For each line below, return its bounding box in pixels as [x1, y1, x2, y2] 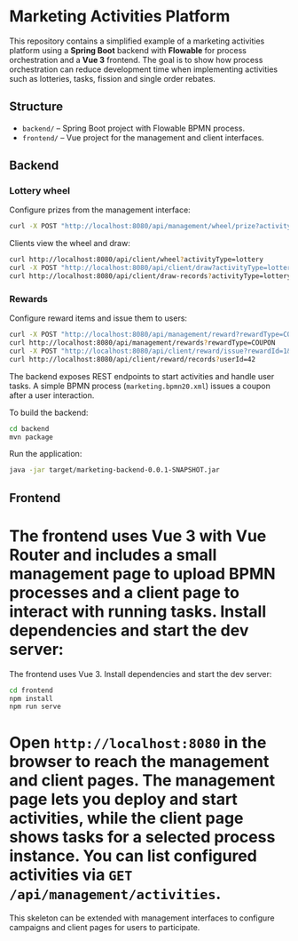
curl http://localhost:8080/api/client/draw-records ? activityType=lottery [9, 272, 292, 281]
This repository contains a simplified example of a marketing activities [9, 36, 265, 46]
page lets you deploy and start [9, 789, 238, 809]
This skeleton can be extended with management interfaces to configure [9, 913, 275, 923]
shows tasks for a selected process [9, 826, 276, 847]
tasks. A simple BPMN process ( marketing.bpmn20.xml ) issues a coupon [9, 380, 271, 391]
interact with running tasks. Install [9, 602, 267, 621]
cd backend [9, 424, 50, 433]
